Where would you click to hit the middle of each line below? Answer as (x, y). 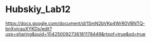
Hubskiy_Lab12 (38, 9)
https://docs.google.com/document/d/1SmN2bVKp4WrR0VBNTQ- (75, 23)
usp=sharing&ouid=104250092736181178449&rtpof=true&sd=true (75, 34)
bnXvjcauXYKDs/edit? (29, 28)
